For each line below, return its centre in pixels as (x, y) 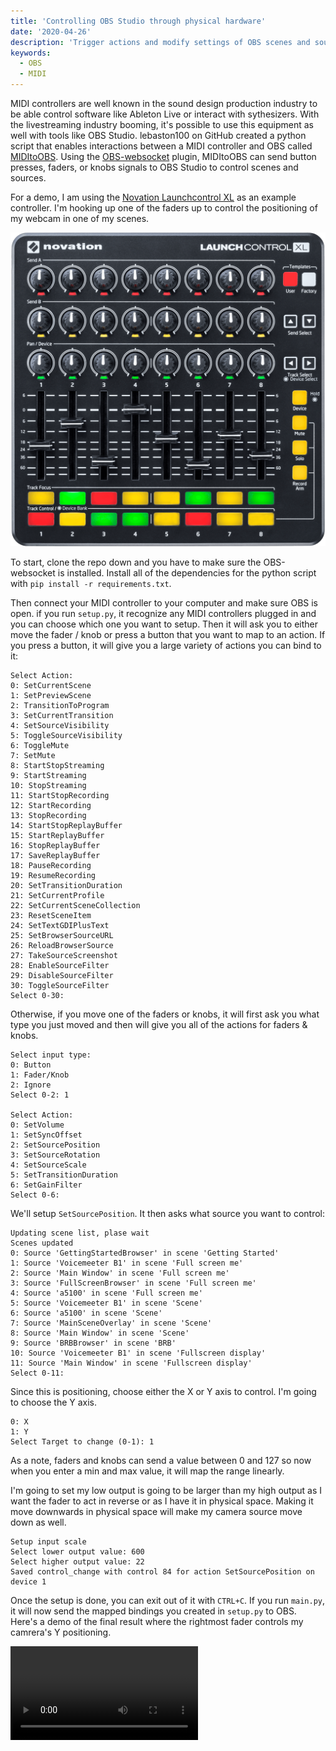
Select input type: (51, 1055)
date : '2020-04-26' (51, 31)
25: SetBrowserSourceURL (62, 935)
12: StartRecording (51, 805)
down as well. (38, 1522)
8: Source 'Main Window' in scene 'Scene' (100, 1333)
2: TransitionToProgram (60, 705)
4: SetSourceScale (48, 1165)
